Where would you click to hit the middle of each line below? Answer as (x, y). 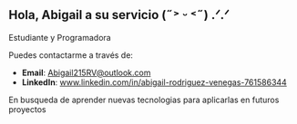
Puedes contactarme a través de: (71, 55)
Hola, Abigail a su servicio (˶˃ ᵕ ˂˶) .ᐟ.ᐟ (119, 15)
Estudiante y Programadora (60, 37)
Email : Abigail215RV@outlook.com (86, 72)
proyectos (27, 109)
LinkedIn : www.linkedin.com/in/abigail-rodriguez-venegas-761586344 (154, 82)
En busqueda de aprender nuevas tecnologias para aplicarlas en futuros (144, 100)
